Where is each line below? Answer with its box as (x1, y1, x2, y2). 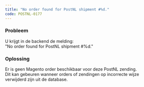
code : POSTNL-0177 (5, 12, 42, 16)
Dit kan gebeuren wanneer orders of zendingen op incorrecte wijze (5, 72, 139, 77)
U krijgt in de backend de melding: (5, 38, 74, 44)
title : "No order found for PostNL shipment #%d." (5, 7, 110, 12)
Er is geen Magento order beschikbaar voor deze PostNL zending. (5, 66, 137, 72)
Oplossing (5, 55, 30, 62)
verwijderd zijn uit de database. (5, 76, 68, 82)
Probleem (5, 27, 29, 34)
